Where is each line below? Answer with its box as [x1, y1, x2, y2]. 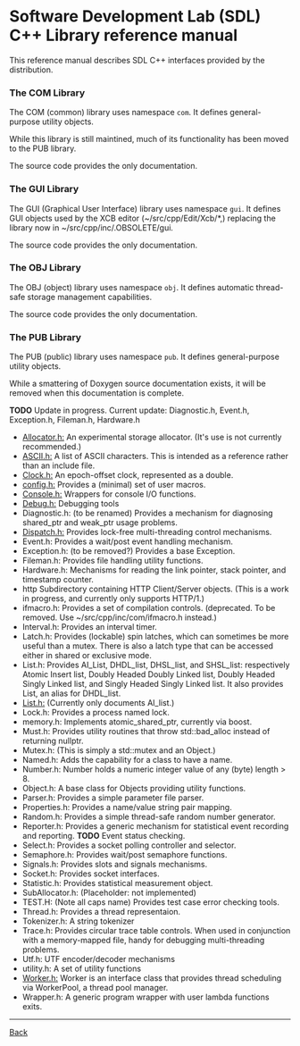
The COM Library [9, 87, 86, 99]
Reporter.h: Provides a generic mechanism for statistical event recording [21, 821, 289, 832]
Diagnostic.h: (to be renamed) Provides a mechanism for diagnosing [21, 507, 274, 519]
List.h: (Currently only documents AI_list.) [21, 698, 175, 708]
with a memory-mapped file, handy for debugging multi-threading [21, 935, 265, 946]
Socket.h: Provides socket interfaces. [21, 868, 160, 879]
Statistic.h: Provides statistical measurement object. [21, 878, 213, 889]
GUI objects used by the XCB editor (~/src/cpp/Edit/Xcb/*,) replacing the [9, 213, 277, 223]
